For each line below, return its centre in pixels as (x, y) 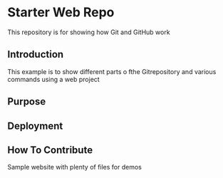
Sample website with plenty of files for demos (75, 167)
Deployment (35, 126)
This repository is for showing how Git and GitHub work (89, 32)
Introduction (36, 54)
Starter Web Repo (61, 12)
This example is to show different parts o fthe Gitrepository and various (112, 71)
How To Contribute (50, 150)
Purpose (27, 101)
